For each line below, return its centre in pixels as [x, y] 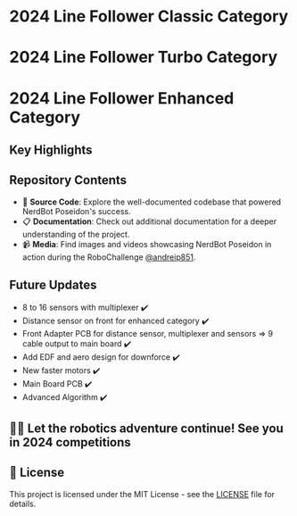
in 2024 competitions [70, 442]
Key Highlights [51, 150]
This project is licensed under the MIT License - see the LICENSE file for [142, 494]
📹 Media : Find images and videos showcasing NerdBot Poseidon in [147, 244]
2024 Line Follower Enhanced [122, 98]
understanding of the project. [76, 234]
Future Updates [53, 285]
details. [23, 504]
